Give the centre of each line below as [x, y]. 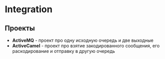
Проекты [20, 28]
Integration [29, 9]
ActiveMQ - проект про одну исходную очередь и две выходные [83, 40]
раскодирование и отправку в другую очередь [63, 51]
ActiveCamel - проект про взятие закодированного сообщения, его [86, 46]
